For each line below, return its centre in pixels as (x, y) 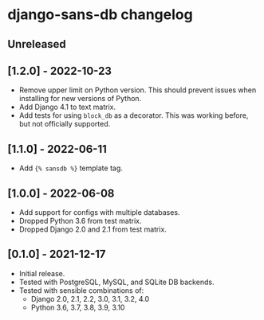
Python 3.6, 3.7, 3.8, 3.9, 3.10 (78, 307)
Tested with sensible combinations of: (81, 290)
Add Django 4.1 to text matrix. (67, 107)
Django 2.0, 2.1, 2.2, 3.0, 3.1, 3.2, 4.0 (90, 299)
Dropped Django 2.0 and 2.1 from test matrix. (93, 229)
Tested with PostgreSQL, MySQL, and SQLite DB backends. (116, 282)
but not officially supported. (65, 124)
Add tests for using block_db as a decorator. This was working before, (134, 115)
